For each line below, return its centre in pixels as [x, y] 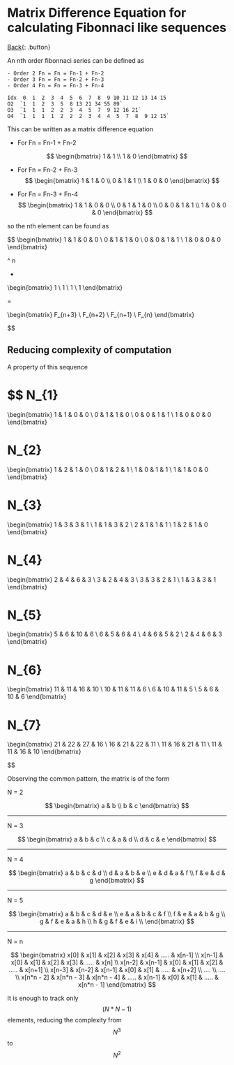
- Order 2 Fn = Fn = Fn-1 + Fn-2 [56, 73]
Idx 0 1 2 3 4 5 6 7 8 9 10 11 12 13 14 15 [87, 98]
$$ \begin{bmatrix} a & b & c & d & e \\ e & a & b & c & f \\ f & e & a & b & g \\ [117, 914]
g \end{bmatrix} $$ [117, 881]
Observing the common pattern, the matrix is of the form [88, 779]
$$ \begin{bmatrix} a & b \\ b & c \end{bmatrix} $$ [117, 806]
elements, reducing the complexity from [64, 1020]
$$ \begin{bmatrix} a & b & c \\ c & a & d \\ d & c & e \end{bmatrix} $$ [117, 839]
